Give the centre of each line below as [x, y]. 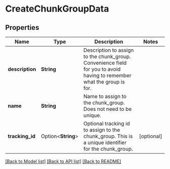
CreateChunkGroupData [57, 9]
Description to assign [109, 50]
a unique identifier [105, 142]
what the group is [104, 82]
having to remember [107, 75]
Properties [22, 28]
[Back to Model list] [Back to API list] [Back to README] [63, 161]
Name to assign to [105, 96]
